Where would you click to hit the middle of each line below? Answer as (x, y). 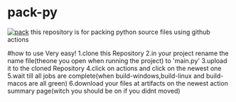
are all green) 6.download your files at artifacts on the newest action (128, 83)
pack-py (33, 12)
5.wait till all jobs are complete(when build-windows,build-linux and (106, 76)
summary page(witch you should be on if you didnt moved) (94, 91)
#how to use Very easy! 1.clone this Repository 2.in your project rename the (118, 53)
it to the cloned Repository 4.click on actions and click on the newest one (114, 68)
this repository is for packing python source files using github (121, 32)
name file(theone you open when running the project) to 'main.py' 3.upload (117, 60)
